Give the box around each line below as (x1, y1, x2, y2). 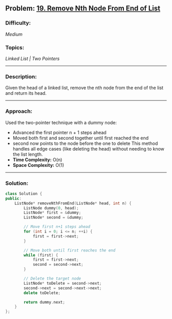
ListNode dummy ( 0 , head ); (24, 205, 79, 210)
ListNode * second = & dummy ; (24, 215, 83, 220)
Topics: (5, 44, 25, 51)
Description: (5, 73, 37, 80)
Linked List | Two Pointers (5, 55, 60, 61)
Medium (5, 31, 23, 37)
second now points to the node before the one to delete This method (12, 140, 158, 146)
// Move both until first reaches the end (24, 248, 116, 253)
